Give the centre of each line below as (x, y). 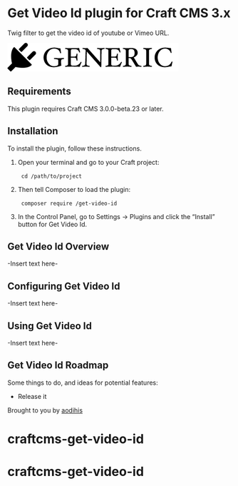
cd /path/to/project (51, 176)
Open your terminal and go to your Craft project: (88, 162)
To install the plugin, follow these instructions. (75, 148)
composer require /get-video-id (69, 203)
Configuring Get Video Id (64, 286)
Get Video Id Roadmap (58, 365)
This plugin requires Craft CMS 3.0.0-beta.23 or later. (86, 108)
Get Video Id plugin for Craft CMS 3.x (119, 13)
